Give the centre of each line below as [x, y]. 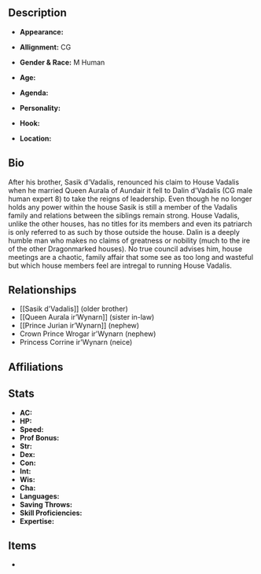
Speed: [31, 429]
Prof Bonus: [39, 437]
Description [37, 13]
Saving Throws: [46, 504]
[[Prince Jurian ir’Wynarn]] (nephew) [79, 326]
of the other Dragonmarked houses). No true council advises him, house [125, 249]
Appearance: [42, 31]
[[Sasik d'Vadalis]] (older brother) [74, 309]
